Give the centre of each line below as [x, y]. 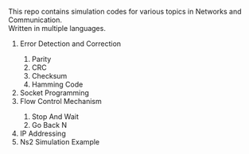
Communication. [35, 20]
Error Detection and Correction [70, 44]
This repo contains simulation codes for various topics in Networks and [125, 12]
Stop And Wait [55, 117]
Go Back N [49, 125]
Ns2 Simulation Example [60, 142]
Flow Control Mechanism [60, 101]
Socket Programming [54, 93]
